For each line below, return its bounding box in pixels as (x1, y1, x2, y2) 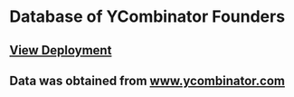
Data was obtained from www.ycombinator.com (9, 73, 285, 88)
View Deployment (9, 43, 112, 58)
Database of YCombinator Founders (9, 6, 286, 27)
